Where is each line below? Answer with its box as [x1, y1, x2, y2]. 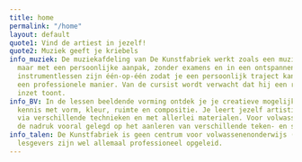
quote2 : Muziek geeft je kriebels [9, 47, 139, 56]
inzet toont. [17, 88, 67, 97]
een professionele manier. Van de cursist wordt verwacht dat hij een [17, 80, 288, 89]
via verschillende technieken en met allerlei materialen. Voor [17, 113, 263, 122]
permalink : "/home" [9, 22, 83, 31]
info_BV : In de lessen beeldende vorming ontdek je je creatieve [9, 96, 259, 106]
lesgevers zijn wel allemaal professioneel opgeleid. [17, 139, 223, 148]
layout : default [9, 30, 70, 39]
